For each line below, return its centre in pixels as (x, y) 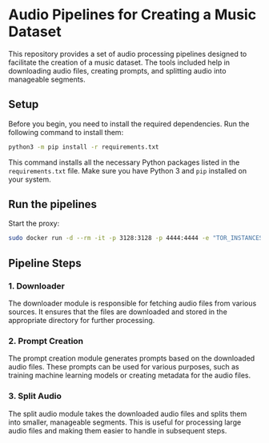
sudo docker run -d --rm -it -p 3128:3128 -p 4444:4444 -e (109, 238)
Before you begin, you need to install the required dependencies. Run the (129, 124)
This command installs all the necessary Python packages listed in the (124, 162)
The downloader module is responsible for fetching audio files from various (132, 303)
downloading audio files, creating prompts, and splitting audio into (117, 70)
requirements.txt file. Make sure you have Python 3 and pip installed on (128, 170)
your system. (30, 179)
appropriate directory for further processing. (82, 320)
